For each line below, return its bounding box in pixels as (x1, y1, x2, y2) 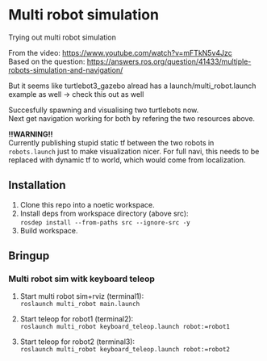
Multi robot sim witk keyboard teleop (8, 273, 156, 284)
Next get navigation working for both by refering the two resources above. (8, 113, 256, 123)
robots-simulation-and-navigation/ (8, 65, 123, 74)
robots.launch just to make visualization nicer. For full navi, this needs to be (8, 146, 260, 156)
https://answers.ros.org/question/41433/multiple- (86, 57, 252, 66)
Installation (8, 178, 66, 192)
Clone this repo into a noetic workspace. (19, 199, 155, 209)
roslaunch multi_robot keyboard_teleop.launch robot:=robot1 (19, 323, 231, 331)
